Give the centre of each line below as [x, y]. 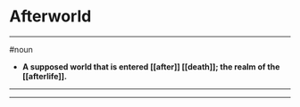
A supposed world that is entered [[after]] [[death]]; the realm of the [151, 66]
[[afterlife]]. [44, 76]
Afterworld [50, 16]
